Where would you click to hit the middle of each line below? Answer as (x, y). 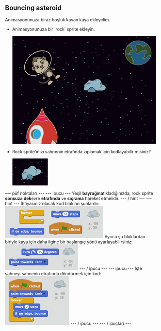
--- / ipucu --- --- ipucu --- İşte (111, 268)
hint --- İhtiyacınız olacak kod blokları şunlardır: (52, 203)
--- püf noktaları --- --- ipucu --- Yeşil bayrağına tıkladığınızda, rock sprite (79, 193)
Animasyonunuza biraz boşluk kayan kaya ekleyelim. (57, 19)
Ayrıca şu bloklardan (125, 236)
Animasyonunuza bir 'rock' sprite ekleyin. (53, 29)
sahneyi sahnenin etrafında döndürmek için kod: (53, 273)
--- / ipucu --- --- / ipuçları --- (101, 323)
